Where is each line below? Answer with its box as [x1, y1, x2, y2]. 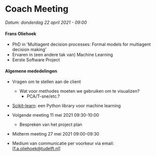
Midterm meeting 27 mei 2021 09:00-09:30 [12, 131, 99, 137]
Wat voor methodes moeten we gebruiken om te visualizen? [19, 88, 140, 94]
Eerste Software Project [12, 57, 60, 63]
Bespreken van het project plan [19, 121, 82, 127]
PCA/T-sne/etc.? [26, 93, 60, 99]
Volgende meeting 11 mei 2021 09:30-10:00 [12, 112, 99, 118]
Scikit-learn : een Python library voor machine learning [12, 103, 121, 109]
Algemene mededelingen [5, 68, 58, 74]
